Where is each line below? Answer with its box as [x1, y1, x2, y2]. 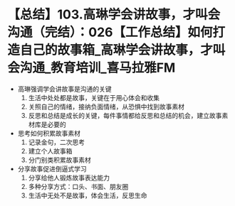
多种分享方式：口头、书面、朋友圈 [28, 182, 129, 190]
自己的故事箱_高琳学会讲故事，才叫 [20, 42, 226, 58]
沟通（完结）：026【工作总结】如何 [7, 24, 213, 40]
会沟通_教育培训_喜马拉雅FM [7, 60, 176, 76]
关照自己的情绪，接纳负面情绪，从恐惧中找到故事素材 [28, 102, 185, 111]
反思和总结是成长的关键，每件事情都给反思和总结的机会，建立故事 [28, 111, 222, 119]
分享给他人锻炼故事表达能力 [28, 173, 110, 182]
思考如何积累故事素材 [17, 129, 80, 137]
